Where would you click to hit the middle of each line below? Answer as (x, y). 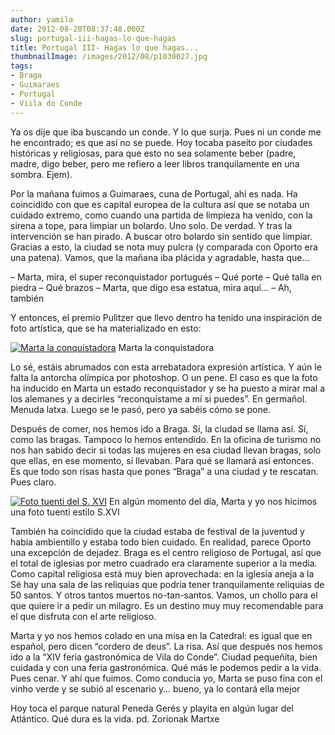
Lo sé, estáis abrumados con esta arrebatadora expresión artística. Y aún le (166, 367)
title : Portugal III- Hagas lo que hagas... (104, 47)
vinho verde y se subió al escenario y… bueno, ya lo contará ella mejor (155, 688)
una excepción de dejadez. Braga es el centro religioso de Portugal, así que (166, 552)
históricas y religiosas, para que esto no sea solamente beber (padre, (153, 153)
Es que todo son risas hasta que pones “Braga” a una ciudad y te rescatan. (164, 471)
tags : (21, 66)
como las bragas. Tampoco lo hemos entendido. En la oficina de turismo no (166, 439)
